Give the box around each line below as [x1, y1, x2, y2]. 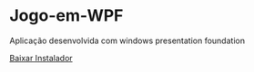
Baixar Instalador [9, 52, 73, 63]
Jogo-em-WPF [9, 5, 124, 26]
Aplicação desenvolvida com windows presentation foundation [9, 35, 246, 46]
